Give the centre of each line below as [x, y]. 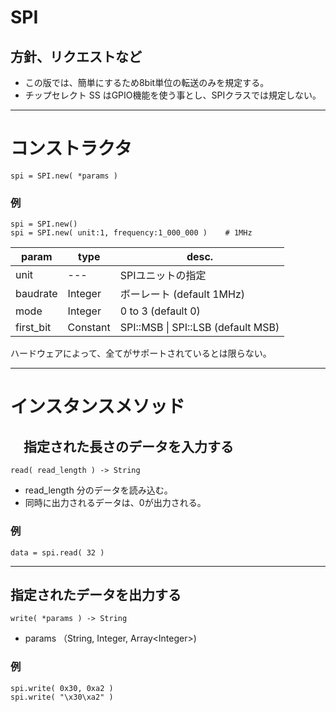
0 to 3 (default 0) [160, 311]
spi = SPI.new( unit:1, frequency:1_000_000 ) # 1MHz [131, 233]
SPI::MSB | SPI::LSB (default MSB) [199, 328]
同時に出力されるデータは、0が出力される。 [115, 503]
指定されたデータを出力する [96, 594]
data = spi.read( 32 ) [57, 552]
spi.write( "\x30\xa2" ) [62, 697]
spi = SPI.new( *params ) [64, 176]
